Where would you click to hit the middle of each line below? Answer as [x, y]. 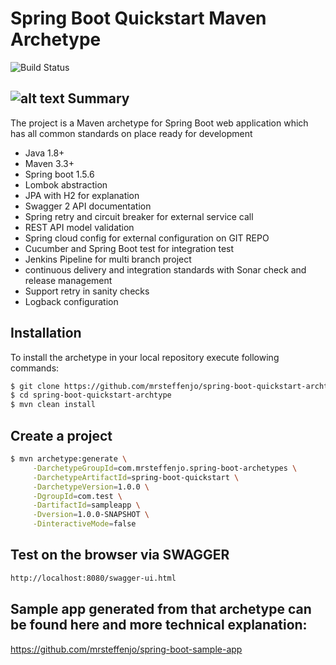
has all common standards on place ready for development [131, 133]
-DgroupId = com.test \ [77, 496]
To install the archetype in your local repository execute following [145, 357]
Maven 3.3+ [49, 163]
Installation [46, 333]
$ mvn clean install [53, 405]
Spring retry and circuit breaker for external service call [139, 216]
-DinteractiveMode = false [84, 524]
